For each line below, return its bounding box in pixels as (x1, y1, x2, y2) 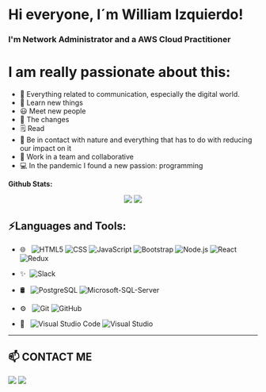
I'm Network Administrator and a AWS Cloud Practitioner (8, 34, 231, 45)
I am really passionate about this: (8, 63, 231, 81)
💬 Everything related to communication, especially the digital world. (19, 90, 240, 99)
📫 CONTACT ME (8, 351, 93, 364)
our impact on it (19, 144, 71, 153)
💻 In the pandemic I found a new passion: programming (19, 161, 203, 171)
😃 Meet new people (19, 106, 86, 116)
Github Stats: (8, 179, 53, 189)
